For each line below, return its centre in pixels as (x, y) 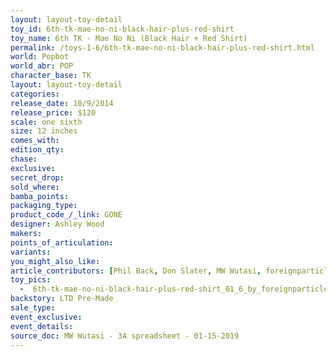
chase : (24, 159)
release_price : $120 (53, 112)
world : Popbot (40, 57)
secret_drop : (37, 177)
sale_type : (33, 308)
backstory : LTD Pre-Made (62, 299)
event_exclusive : (46, 317)
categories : (35, 94)
